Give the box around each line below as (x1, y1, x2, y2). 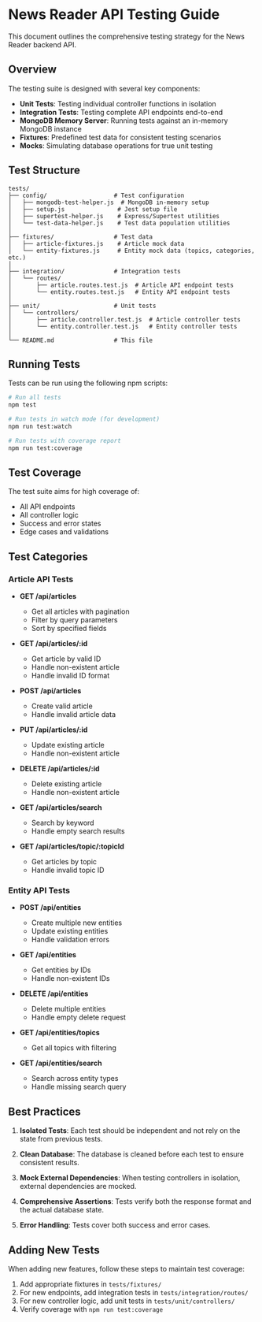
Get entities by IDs (31, 965, 91, 975)
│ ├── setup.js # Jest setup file (8, 205, 178, 214)
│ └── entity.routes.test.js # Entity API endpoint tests (8, 288, 231, 296)
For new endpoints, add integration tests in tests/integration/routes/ (19, 1288, 249, 1298)
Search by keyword (31, 818, 94, 828)
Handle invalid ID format (31, 671, 110, 681)
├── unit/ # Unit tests (8, 302, 157, 310)
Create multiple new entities (31, 918, 123, 927)
